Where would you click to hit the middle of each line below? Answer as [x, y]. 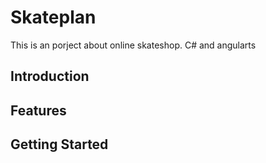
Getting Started [59, 144]
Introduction [50, 76]
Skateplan [53, 17]
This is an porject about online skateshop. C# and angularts [133, 45]
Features [38, 110]
